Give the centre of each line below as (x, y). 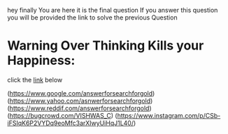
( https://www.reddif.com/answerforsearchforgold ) (79, 108)
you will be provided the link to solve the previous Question (92, 17)
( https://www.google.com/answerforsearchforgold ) (81, 93)
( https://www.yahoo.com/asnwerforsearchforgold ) (80, 100)
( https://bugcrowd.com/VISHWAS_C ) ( (62, 115)
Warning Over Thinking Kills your (106, 46)
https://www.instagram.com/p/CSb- (169, 115)
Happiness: (41, 60)
